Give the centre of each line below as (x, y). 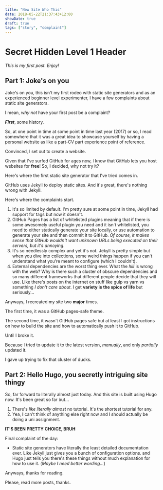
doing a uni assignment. (36, 419)
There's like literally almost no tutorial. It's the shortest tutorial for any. (82, 409)
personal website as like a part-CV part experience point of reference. (75, 142)
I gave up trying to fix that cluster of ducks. (48, 359)
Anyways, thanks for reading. (35, 473)
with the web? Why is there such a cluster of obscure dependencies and (85, 271)
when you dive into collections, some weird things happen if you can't (82, 256)
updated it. (16, 350)
